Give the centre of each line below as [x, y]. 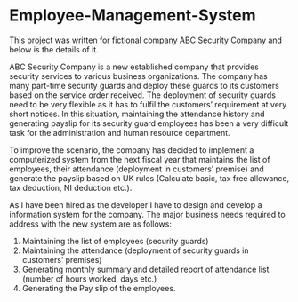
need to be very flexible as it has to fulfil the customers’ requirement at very [148, 104]
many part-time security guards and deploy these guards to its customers [145, 85]
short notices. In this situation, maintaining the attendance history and [137, 114]
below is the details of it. [54, 49]
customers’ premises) [62, 259]
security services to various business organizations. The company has [139, 75]
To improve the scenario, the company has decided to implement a [132, 150]
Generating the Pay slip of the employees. [99, 288]
